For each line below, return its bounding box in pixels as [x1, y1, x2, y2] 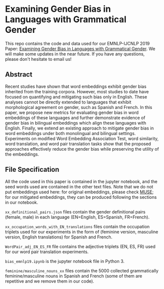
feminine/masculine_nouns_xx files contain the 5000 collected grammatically [5, 267, 159, 273]
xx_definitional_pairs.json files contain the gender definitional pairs [5, 209, 145, 214]
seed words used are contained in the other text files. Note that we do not [5, 184, 154, 189]
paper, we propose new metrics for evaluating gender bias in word [5, 109, 139, 115]
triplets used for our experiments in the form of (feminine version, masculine [5, 229, 159, 235]
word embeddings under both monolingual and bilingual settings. [5, 130, 136, 136]
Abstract [5, 70, 33, 79]
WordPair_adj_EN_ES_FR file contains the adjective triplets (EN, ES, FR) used [5, 243, 156, 249]
